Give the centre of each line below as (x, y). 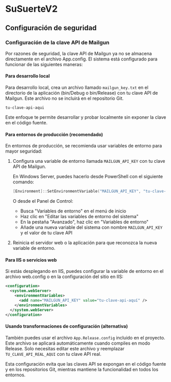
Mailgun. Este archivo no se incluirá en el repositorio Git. (65, 98)
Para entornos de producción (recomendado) (54, 134)
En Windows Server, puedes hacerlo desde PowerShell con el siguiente (88, 177)
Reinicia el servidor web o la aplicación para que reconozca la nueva (85, 243)
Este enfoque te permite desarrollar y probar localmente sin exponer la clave (86, 117)
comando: (23, 182)
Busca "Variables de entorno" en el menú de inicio (73, 211)
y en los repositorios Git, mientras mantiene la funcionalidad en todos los (82, 369)
